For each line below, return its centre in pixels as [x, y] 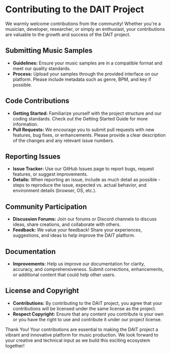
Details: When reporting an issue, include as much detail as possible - [87, 180]
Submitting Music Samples [49, 50]
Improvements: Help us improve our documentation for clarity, [79, 264]
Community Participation [46, 207]
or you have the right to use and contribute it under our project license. [87, 319]
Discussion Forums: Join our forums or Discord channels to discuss [84, 219]
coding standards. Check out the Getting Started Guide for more [80, 118]
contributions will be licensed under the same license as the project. [84, 308]
